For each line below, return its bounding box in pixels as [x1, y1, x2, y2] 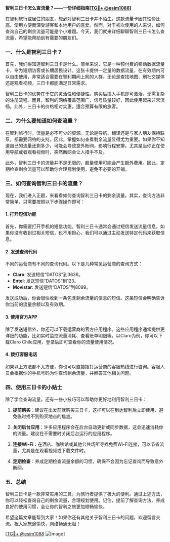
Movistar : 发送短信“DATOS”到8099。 [12, 284, 91, 290]
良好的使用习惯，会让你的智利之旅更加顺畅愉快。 [5, 504, 107, 510]
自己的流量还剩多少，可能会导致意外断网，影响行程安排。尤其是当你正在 [9, 142, 160, 148]
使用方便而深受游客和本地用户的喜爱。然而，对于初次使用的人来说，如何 [14, 22, 165, 28]
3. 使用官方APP [5, 314, 37, 320]
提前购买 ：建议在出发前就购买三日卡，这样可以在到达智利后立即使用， [12, 407, 159, 413]
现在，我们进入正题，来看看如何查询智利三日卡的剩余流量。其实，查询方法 [5, 192, 160, 198]
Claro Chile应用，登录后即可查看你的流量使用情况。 [9, 339, 117, 345]
